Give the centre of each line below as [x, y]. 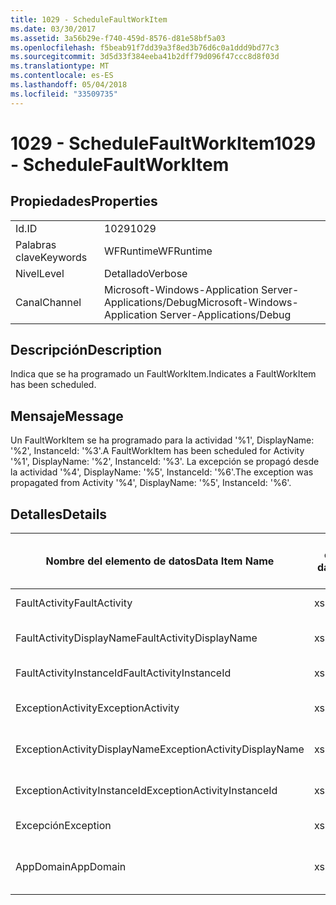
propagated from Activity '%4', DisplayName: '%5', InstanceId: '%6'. [151, 483]
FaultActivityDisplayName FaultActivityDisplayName [136, 638]
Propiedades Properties [84, 201]
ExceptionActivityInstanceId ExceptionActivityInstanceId [146, 791]
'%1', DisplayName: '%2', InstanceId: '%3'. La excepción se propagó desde [165, 462]
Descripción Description [86, 350]
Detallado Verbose [145, 273]
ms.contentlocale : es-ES [62, 76]
